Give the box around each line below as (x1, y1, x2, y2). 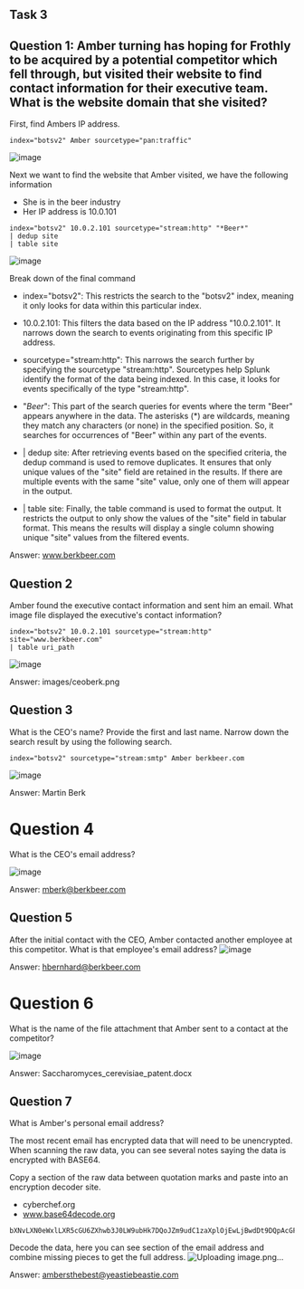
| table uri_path (9, 643, 75, 653)
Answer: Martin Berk (9, 787, 86, 797)
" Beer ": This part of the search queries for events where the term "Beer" (22, 401, 293, 412)
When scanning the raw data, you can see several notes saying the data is (9, 1145, 287, 1156)
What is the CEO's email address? (9, 848, 136, 859)
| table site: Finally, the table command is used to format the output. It (22, 503, 282, 514)
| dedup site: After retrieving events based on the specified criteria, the (22, 447, 288, 458)
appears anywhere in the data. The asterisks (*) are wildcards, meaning (22, 411, 290, 422)
